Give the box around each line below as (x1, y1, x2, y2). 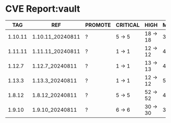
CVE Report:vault (5, 3, 80, 15)
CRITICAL (116, 21, 140, 28)
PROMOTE (85, 21, 111, 28)
